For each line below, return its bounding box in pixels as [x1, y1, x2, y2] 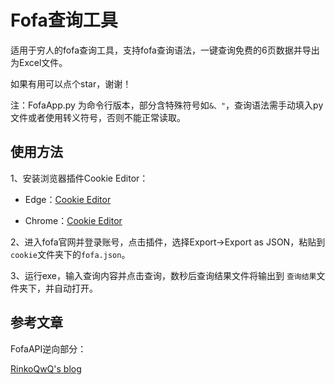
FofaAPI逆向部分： [10, 342, 87, 355]
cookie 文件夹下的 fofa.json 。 [10, 248, 131, 260]
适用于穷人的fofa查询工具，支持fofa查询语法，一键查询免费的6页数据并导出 [10, 44, 320, 56]
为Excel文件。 [10, 56, 68, 68]
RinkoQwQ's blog [10, 362, 82, 375]
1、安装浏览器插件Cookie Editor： [10, 172, 149, 184]
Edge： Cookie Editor [24, 193, 112, 205]
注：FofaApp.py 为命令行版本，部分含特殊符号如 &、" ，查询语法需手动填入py [10, 99, 324, 111]
